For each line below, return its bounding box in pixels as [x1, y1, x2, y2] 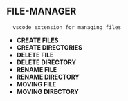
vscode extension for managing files [12, 24, 122, 30]
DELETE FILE [16, 50, 54, 59]
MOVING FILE [16, 80, 57, 89]
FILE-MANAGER [6, 6, 77, 17]
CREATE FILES [16, 36, 59, 44]
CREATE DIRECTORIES [16, 43, 82, 51]
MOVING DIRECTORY [16, 87, 79, 95]
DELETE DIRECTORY [16, 58, 77, 66]
